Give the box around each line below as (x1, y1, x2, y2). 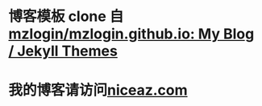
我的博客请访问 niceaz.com (8, 81, 188, 100)
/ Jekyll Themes (8, 42, 119, 60)
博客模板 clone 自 (8, 7, 124, 26)
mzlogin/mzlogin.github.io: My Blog (8, 25, 255, 43)
